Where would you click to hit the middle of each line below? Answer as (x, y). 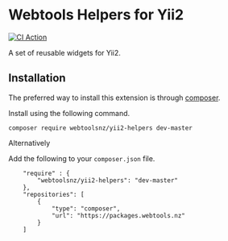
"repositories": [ (54, 194)
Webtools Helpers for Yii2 (96, 15)
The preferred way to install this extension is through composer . (114, 98)
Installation (37, 78)
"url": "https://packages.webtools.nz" (118, 215)
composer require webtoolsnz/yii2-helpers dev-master (101, 128)
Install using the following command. (69, 113)
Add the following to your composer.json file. (82, 158)
